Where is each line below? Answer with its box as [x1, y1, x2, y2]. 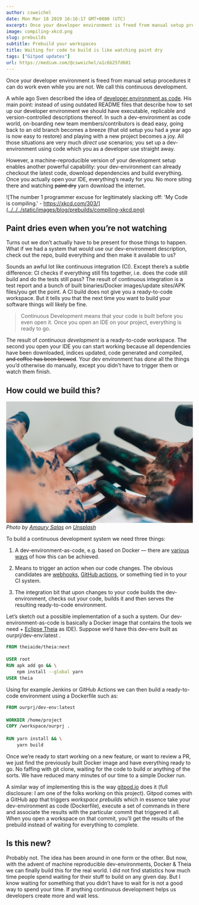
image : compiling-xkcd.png [6, 29, 73, 34]
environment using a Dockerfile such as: [20, 692, 118, 699]
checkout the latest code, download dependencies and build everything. [6, 169, 183, 176]
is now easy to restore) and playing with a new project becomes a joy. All [6, 133, 184, 140]
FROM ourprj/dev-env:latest [6, 704, 76, 710]
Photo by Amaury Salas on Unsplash [6, 524, 97, 531]
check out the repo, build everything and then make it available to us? [6, 251, 176, 258]
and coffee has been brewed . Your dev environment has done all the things [6, 355, 190, 362]
